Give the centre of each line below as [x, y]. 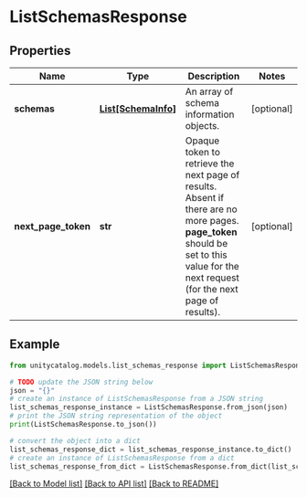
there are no [211, 209]
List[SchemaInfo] [138, 109]
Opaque [202, 141]
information [210, 114]
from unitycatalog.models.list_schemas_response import [118, 365]
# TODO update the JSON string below [81, 382]
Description [214, 76]
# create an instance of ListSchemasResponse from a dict [122, 458]
